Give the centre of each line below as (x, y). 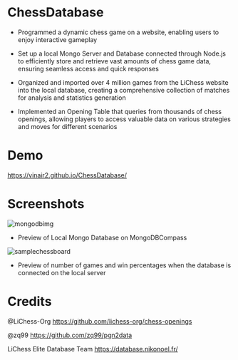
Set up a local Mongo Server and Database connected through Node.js (122, 53)
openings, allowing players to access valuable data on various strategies (124, 119)
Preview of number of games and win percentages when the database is (124, 265)
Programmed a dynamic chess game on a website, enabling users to (118, 32)
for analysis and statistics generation (72, 98)
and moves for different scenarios (67, 126)
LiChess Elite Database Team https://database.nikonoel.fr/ (93, 349)
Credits (30, 302)
